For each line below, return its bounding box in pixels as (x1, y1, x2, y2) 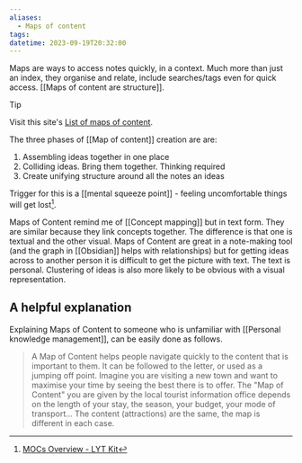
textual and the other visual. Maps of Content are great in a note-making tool (9, 236, 293, 246)
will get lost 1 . (9, 198, 57, 209)
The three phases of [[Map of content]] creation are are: (9, 134, 218, 145)
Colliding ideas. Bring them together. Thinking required (22, 161, 226, 172)
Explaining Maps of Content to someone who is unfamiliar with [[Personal (9, 324, 281, 334)
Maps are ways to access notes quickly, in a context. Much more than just (9, 63, 283, 74)
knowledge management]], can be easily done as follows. (9, 334, 223, 344)
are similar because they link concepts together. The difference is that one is (9, 226, 293, 236)
